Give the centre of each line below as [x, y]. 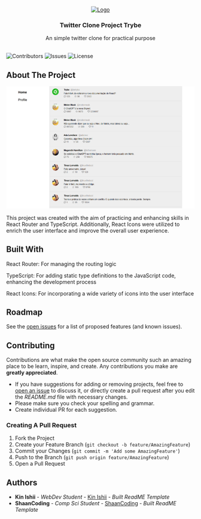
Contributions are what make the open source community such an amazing [99, 360]
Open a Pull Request [40, 464]
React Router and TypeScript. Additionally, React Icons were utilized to [93, 224]
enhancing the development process [51, 282]
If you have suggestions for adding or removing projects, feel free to [99, 384]
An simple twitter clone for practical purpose [100, 38]
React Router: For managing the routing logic [61, 264]
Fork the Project [35, 438]
